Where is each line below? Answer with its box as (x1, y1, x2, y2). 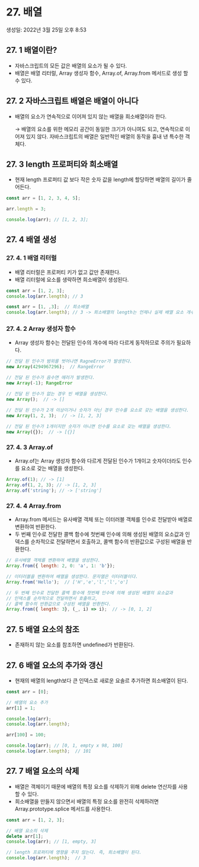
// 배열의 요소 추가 (6, 699, 49, 706)
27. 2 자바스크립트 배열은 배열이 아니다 (6, 96, 139, 106)
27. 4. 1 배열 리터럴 (6, 254, 57, 262)
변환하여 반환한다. (14, 523, 56, 531)
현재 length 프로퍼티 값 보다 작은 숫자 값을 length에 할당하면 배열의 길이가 (14, 176, 186, 183)
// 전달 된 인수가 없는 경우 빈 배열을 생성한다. (6, 391, 108, 397)
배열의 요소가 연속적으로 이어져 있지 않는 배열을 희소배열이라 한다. (14, 113, 167, 120)
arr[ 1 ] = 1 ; (6, 705, 36, 711)
